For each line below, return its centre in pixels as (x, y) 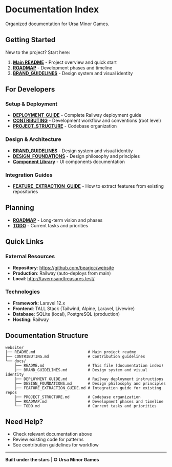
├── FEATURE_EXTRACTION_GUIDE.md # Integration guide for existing (88, 388)
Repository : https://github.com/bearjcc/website (63, 267)
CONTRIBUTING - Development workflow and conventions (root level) (87, 121)
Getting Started (30, 40)
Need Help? (24, 422)
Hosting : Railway (31, 319)
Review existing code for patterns (48, 439)
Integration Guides (29, 175)
